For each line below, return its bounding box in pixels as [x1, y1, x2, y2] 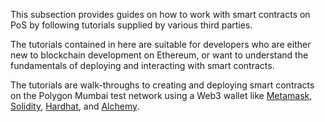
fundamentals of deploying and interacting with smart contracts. [10, 60, 275, 71]
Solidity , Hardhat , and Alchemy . [10, 100, 140, 112]
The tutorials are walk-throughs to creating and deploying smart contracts [10, 79, 315, 91]
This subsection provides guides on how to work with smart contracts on [10, 9, 311, 20]
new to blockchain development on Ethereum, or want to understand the [10, 49, 309, 61]
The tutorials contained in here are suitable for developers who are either [10, 39, 312, 50]
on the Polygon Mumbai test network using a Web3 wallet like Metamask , [10, 90, 313, 101]
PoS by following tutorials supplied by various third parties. [10, 19, 253, 31]
